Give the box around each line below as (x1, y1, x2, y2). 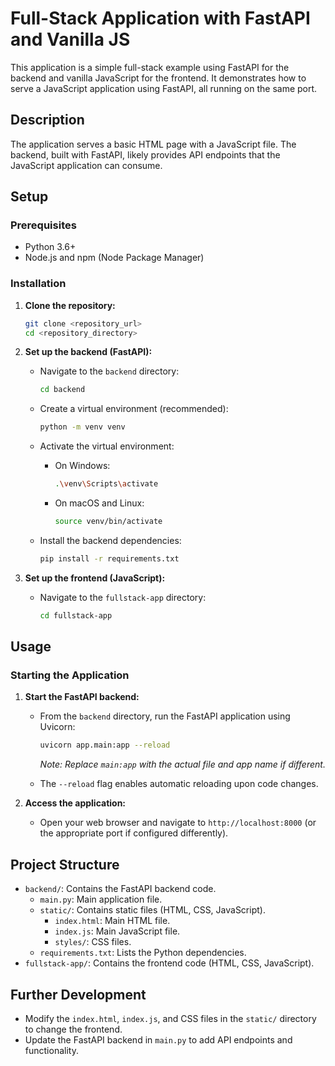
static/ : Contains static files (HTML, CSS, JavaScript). (39, 904, 266, 916)
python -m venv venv (39, 422, 126, 432)
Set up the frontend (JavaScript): (24, 572, 166, 584)
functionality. (24, 1044, 79, 1056)
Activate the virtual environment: (39, 440, 175, 452)
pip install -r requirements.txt (39, 553, 180, 564)
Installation (10, 277, 67, 291)
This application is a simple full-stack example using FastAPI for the (10, 61, 290, 73)
